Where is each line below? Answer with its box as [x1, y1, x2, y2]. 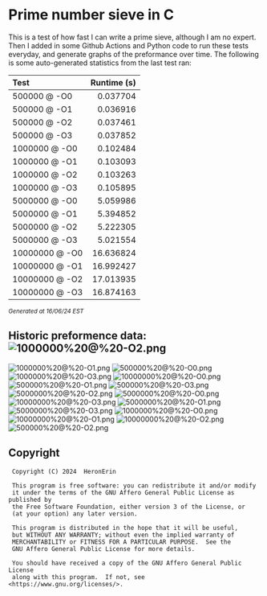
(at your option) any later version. [11, 509, 138, 518]
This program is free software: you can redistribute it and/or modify [11, 481, 257, 490]
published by [8, 495, 52, 504]
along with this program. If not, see [11, 573, 146, 581]
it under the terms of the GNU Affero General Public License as [11, 488, 235, 496]
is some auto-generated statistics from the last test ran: [8, 58, 192, 68]
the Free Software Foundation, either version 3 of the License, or [11, 503, 246, 511]
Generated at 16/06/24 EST [8, 307, 84, 315]
